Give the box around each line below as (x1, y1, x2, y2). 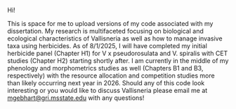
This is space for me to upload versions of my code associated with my (7, 20, 214, 27)
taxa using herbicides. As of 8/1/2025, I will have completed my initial (7, 42, 207, 50)
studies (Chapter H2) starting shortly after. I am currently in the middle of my (7, 57, 229, 65)
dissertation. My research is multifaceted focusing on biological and (7, 27, 204, 35)
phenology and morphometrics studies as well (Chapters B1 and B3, (7, 64, 204, 72)
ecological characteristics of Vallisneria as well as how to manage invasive (7, 34, 223, 43)
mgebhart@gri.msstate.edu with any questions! (7, 94, 145, 102)
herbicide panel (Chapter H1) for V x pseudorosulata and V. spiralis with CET (7, 49, 228, 57)
